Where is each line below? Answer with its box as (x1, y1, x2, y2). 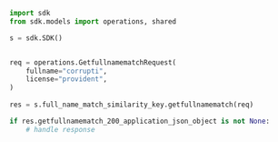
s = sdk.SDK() (9, 33, 64, 43)
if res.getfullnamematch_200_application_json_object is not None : (9, 117, 271, 126)
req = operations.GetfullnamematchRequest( (9, 57, 177, 67)
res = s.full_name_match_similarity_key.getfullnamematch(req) (9, 100, 254, 109)
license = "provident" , (25, 75, 107, 84)
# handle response (25, 125, 95, 134)
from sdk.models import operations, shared (9, 16, 177, 26)
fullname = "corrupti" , (25, 66, 107, 76)
